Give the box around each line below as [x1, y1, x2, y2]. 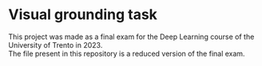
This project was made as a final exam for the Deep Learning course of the [8, 32, 255, 41]
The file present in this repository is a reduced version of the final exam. [8, 49, 245, 58]
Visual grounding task [8, 6, 158, 24]
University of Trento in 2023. [8, 40, 103, 49]
